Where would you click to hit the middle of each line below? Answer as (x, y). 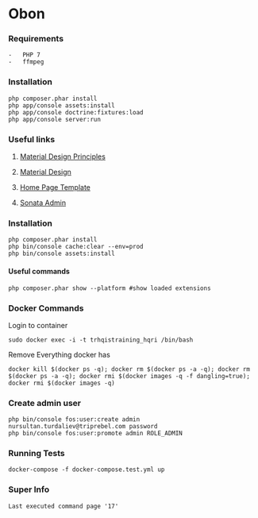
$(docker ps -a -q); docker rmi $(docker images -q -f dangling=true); (129, 376)
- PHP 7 (25, 55)
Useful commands (39, 271)
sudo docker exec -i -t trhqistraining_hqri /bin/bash (101, 340)
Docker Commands (46, 308)
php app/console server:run (55, 119)
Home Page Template (55, 187)
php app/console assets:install (62, 105)
